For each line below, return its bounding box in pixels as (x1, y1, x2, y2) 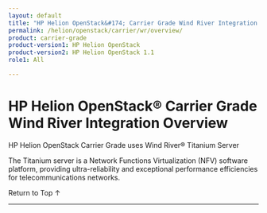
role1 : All (8, 56, 44, 64)
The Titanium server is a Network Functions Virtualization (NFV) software (8, 156, 249, 165)
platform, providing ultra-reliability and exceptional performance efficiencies (8, 164, 258, 173)
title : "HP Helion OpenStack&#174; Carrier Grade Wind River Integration (8, 19, 258, 27)
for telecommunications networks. (8, 172, 121, 182)
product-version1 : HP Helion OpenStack (8, 41, 141, 49)
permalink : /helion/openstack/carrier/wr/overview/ (8, 26, 183, 34)
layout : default (8, 11, 62, 20)
